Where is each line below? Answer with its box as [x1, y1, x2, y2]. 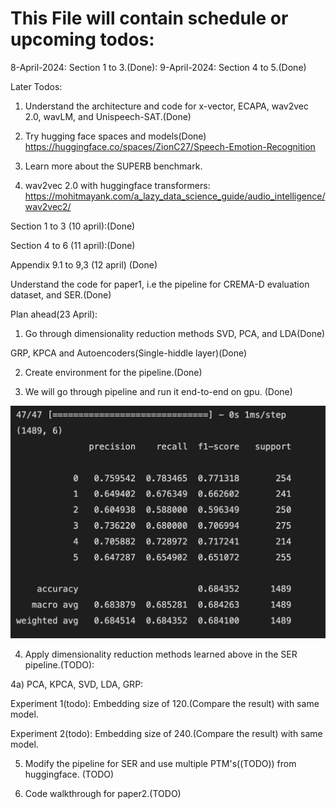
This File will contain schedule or [10, 7, 289, 30]
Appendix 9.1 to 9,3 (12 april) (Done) [10, 258, 158, 271]
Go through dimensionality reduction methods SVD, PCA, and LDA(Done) [24, 327, 326, 339]
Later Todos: [10, 80, 63, 92]
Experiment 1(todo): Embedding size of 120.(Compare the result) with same [10, 697, 320, 709]
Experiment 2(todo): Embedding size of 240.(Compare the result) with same [10, 727, 323, 739]
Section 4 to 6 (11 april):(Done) [10, 239, 136, 251]
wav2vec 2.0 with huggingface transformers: [24, 179, 211, 191]
